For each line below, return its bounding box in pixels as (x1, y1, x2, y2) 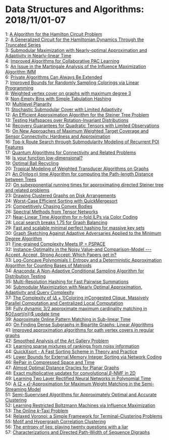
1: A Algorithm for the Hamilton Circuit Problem (5, 31, 102, 37)
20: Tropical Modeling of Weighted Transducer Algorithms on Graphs (5, 166, 149, 172)
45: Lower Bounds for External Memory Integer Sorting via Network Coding (5, 353, 162, 360)
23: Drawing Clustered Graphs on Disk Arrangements (5, 192, 116, 198)
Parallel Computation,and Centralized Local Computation (5, 300, 124, 306)
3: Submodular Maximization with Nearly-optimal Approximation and (5, 47, 147, 53)
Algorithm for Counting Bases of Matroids (5, 262, 92, 268)
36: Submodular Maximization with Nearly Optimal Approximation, (5, 284, 143, 290)
